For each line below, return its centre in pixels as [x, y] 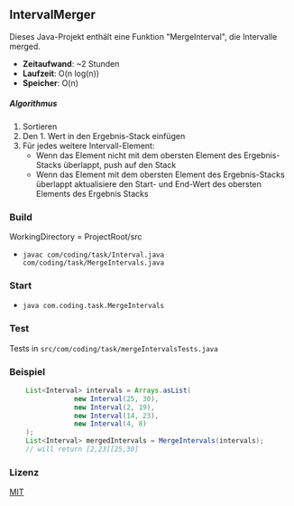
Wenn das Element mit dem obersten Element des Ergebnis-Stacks [161, 174]
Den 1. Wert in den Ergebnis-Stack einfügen [104, 136]
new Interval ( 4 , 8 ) [110, 424]
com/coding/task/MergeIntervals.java [93, 263]
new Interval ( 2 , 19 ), [114, 407]
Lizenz [24, 472]
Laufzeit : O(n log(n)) [61, 73]
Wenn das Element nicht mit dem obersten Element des [138, 155]
